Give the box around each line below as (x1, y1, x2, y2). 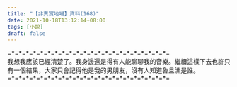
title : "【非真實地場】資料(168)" (7, 10, 100, 18)
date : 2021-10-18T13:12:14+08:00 (7, 17, 106, 24)
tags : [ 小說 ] (7, 23, 44, 30)
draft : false (7, 29, 46, 37)
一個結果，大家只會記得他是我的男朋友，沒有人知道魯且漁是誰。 (13, 66, 200, 74)
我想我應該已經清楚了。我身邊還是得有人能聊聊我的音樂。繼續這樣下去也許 (7, 58, 224, 66)
